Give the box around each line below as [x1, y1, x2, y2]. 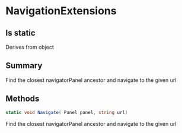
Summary [5, 61, 43, 71]
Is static [5, 28, 36, 38]
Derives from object [5, 43, 55, 50]
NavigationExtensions [5, 4, 117, 18]
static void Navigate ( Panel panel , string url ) [5, 109, 128, 115]
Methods [5, 94, 40, 104]
